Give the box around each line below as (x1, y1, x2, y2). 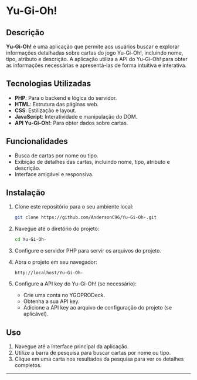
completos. (14, 362, 42, 368)
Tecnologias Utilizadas (6, 79, 91, 89)
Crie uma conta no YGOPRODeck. (23, 292, 106, 299)
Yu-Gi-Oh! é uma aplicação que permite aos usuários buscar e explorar (6, 43, 180, 50)
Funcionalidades (6, 136, 69, 146)
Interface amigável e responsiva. (14, 170, 94, 177)
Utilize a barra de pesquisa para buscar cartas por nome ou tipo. (14, 349, 171, 356)
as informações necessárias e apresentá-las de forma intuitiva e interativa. (6, 62, 186, 69)
